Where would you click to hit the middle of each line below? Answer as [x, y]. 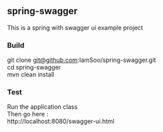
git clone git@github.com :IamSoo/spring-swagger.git [81, 60]
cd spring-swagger [34, 67]
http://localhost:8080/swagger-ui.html [61, 121]
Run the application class [42, 107]
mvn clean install [31, 75]
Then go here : [28, 114]
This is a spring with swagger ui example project [75, 27]
